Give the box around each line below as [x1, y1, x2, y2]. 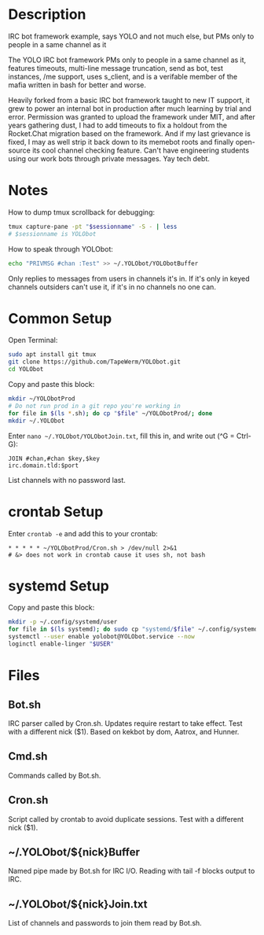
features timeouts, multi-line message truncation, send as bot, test [8, 63, 224, 72]
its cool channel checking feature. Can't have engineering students [32, 145, 250, 155]
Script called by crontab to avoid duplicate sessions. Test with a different [8, 814, 244, 823]
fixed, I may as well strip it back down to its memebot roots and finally [8, 137, 234, 146]
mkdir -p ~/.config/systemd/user [8, 618, 118, 626]
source [8, 145, 31, 155]
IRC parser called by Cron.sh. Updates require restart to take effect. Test [8, 718, 243, 728]
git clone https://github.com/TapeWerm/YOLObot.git [8, 358, 181, 366]
